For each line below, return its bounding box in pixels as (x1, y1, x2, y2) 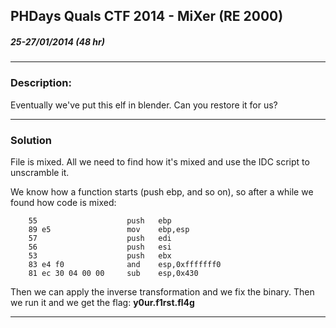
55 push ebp (28, 215, 172, 226)
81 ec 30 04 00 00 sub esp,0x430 (28, 268, 199, 278)
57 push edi (28, 233, 172, 243)
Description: (10, 76, 72, 90)
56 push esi (28, 242, 172, 252)
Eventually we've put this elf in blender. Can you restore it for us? (10, 99, 278, 111)
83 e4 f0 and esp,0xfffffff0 (28, 259, 222, 269)
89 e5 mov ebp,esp (28, 224, 190, 234)
